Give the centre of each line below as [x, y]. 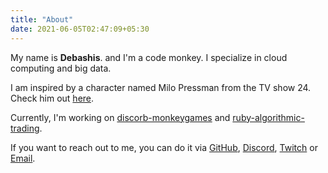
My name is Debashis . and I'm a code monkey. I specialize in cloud [149, 57]
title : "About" [42, 19]
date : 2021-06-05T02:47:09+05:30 [80, 29]
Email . [23, 158]
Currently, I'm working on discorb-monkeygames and [120, 117]
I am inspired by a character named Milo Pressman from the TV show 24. [161, 87]
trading [25, 128]
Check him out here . [52, 98]
